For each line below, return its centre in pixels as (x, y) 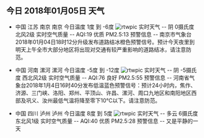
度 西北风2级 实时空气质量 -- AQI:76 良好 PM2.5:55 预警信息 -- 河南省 (102, 77)
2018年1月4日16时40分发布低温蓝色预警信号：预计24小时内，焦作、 (111, 85)
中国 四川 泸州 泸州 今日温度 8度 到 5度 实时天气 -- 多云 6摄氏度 (107, 113)
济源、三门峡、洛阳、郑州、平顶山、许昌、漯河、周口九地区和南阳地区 (103, 92)
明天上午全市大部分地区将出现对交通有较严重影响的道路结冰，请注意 (100, 49)
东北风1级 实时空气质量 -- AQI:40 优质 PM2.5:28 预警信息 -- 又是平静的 (104, 121)
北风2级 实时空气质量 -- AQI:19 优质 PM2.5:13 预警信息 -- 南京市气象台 (103, 34)
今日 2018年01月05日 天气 (55, 11)
